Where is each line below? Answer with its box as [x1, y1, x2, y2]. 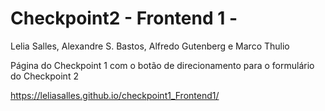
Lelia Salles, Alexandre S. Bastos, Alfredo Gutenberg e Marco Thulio [10, 40, 290, 52]
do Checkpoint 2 [10, 70, 79, 82]
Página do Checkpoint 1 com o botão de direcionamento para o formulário [10, 59, 315, 71]
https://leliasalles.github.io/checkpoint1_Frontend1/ [10, 89, 220, 101]
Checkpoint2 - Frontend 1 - [10, 7, 238, 30]
